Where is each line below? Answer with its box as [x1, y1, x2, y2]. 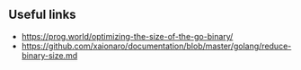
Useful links [8, 7, 77, 22]
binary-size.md [21, 49, 78, 61]
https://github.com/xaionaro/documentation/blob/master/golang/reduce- [21, 40, 292, 51]
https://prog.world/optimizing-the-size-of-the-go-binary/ [21, 31, 234, 41]
